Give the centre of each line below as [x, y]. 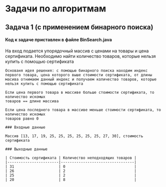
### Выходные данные [27, 149]
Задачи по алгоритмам [56, 9]
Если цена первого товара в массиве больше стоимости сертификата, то [80, 92]
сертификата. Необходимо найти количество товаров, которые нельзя [81, 56]
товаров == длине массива [32, 101]
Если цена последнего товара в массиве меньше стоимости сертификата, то [83, 110]
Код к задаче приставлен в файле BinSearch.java [59, 40]
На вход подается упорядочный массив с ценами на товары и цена [77, 51]
